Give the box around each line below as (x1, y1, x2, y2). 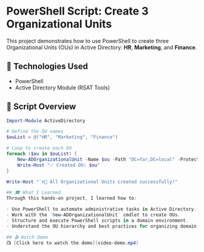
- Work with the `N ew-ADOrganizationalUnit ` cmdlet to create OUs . (6, 212, 181, 218)
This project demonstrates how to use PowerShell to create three (6, 37, 169, 44)
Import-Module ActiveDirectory (6, 117, 86, 124)
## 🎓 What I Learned (6, 189, 61, 196)
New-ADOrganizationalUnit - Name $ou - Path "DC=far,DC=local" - (17, 156, 181, 162)
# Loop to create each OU (6, 145, 72, 151)
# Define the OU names (6, 129, 64, 135)
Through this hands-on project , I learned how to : (6, 196, 137, 202)
